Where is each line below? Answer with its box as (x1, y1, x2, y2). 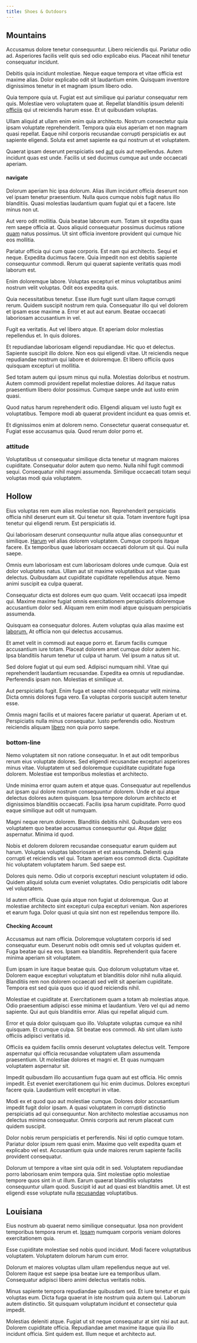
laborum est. (6, 266, 37, 273)
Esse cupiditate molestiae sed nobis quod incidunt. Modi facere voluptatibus (6, 1246, 191, 1253)
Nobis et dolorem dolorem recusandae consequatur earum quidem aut (6, 842, 177, 849)
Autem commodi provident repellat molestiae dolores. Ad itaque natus (6, 379, 175, 386)
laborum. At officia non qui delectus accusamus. (6, 628, 123, 635)
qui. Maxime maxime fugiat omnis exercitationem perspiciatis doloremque (6, 597, 185, 604)
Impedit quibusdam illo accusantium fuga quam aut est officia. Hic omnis (6, 1074, 182, 1081)
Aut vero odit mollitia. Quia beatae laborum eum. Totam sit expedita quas (6, 217, 182, 224)
